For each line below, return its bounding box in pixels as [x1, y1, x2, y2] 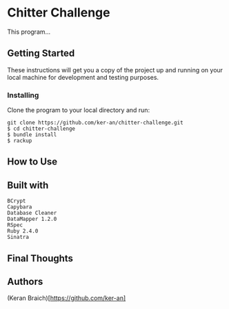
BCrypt [7, 198, 26, 204]
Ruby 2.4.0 [7, 228, 39, 235]
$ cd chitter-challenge [7, 125, 76, 132]
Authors [7, 276, 43, 288]
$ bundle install [7, 131, 57, 138]
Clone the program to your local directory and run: [7, 106, 150, 114]
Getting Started [7, 47, 75, 59]
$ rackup [7, 138, 32, 145]
